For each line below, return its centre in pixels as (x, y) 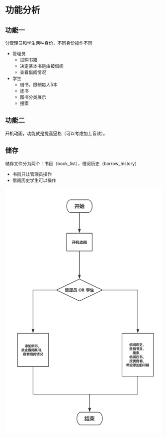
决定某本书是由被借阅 (41, 66)
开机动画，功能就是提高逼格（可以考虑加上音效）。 (56, 133)
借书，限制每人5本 (39, 85)
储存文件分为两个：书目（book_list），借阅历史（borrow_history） (72, 163)
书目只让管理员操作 (32, 174)
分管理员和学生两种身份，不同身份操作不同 (49, 43)
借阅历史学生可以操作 (34, 180)
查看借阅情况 (33, 72)
